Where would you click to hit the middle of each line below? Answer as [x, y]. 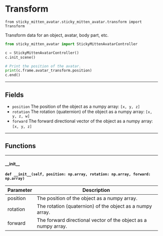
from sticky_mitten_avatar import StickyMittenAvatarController [71, 44]
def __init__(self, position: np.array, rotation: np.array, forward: [78, 174]
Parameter [20, 190]
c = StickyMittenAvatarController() [42, 53]
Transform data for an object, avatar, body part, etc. [57, 35]
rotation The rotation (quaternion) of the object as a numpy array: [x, [82, 112]
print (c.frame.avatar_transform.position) [49, 71]
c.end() [13, 75]
